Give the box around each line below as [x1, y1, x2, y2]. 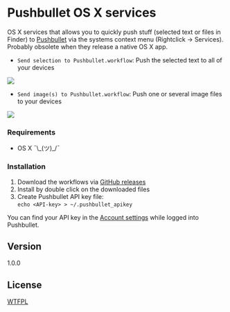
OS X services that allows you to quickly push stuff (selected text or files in [7, 28, 222, 36]
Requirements [7, 127, 56, 137]
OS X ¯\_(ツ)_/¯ [17, 144, 60, 153]
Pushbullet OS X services [7, 5, 157, 21]
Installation [7, 162, 46, 171]
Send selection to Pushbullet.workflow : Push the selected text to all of [17, 55, 223, 64]
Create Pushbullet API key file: [17, 192, 104, 200]
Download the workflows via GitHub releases [17, 177, 146, 186]
